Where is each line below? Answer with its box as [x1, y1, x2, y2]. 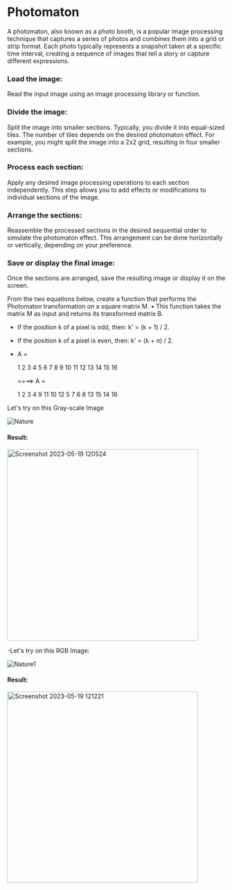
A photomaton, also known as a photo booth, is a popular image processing [7, 27, 223, 35]
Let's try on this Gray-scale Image [7, 404, 104, 412]
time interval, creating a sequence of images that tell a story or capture [7, 49, 210, 58]
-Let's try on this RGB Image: [7, 646, 90, 654]
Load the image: [7, 74, 63, 83]
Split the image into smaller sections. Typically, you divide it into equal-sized [7, 123, 225, 131]
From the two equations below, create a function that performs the [7, 295, 197, 303]
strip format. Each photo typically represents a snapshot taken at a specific [7, 42, 222, 50]
